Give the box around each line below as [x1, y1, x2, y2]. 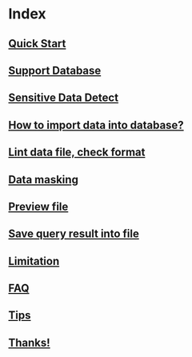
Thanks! [8, 335, 50, 349]
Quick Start [8, 37, 66, 50]
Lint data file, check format [8, 146, 146, 159]
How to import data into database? [8, 118, 184, 132]
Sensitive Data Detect [8, 91, 118, 105]
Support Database [8, 63, 102, 77]
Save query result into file [8, 227, 140, 241]
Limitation [8, 254, 60, 268]
